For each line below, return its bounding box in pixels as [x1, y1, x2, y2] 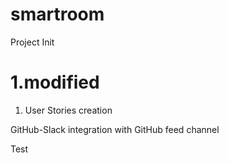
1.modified [10, 71, 100, 94]
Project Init [10, 36, 55, 48]
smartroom [10, 3, 105, 26]
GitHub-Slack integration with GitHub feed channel [10, 123, 220, 135]
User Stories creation [24, 104, 113, 116]
